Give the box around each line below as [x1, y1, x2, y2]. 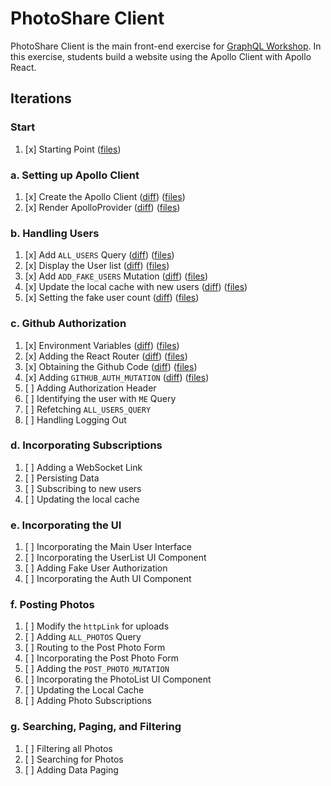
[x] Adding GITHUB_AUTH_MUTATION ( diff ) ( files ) [24, 371, 210, 383]
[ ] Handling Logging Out [24, 413, 127, 426]
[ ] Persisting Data [24, 472, 100, 484]
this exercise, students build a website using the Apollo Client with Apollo [10, 50, 312, 62]
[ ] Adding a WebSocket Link [24, 461, 143, 473]
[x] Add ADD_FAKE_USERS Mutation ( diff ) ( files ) [24, 270, 209, 282]
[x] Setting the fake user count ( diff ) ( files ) [24, 292, 200, 304]
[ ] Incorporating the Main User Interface [24, 541, 193, 553]
